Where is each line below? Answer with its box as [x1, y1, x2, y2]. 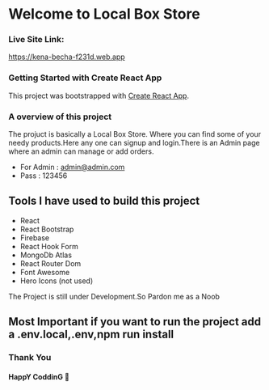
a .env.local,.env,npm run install [8, 328, 174, 341]
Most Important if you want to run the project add [8, 315, 262, 329]
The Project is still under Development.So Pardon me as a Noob [8, 291, 221, 301]
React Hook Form [19, 241, 78, 251]
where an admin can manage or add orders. [8, 146, 154, 156]
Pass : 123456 [19, 171, 68, 180]
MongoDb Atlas [19, 250, 73, 260]
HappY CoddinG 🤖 [8, 371, 70, 381]
